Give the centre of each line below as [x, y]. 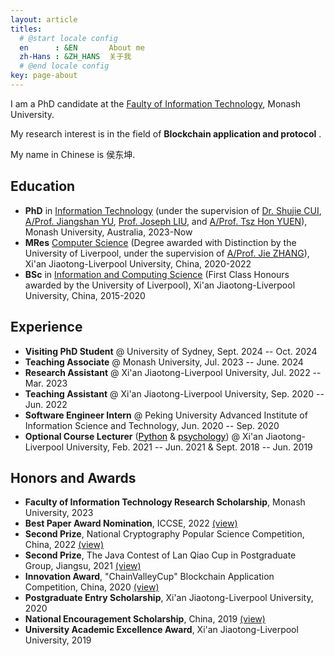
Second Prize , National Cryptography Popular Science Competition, [164, 534]
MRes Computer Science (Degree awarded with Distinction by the [160, 242]
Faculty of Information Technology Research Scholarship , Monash [165, 502]
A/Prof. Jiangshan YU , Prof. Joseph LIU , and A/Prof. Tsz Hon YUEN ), [166, 221]
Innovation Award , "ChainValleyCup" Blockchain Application [149, 577]
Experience [46, 327]
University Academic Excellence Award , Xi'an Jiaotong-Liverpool [161, 630]
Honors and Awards [73, 477]
